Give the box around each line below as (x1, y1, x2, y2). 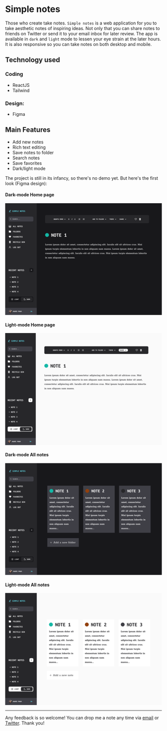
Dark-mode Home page (5, 192, 55, 198)
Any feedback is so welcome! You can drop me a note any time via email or (5, 715, 159, 721)
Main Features (5, 126, 51, 134)
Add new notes (12, 139, 44, 145)
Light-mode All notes (5, 582, 50, 588)
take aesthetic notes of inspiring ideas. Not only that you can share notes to (5, 25, 160, 31)
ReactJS (12, 82, 30, 88)
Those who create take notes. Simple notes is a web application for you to (5, 20, 157, 26)
